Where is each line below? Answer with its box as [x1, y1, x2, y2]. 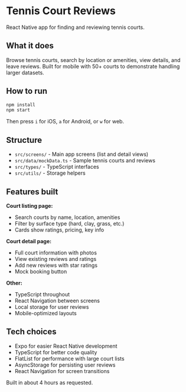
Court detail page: [6, 237, 52, 244]
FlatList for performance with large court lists [14, 355, 125, 362]
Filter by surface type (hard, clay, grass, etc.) [14, 220, 125, 227]
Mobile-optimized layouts [14, 309, 77, 316]
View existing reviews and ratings [14, 255, 97, 262]
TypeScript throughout [14, 290, 70, 298]
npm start [6, 107, 31, 113]
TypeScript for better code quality [14, 348, 97, 355]
